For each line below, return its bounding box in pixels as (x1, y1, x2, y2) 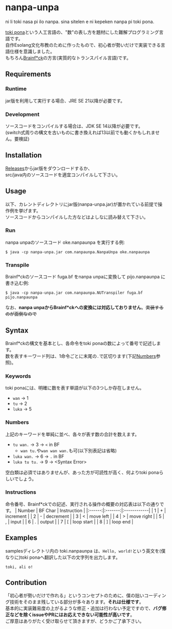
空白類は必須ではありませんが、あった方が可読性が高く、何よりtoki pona (5, 469, 159, 475)
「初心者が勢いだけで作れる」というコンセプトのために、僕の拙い (5, 593, 144, 599)
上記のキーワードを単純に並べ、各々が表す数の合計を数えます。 (5, 431, 140, 437)
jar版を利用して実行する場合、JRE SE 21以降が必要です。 (5, 97, 125, 104)
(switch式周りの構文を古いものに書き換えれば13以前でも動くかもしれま (5, 129, 155, 135)
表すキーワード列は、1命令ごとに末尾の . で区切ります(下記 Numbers (14, 353, 156, 359)
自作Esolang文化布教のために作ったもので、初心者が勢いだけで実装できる (5, 42, 161, 48)
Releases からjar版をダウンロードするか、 (5, 165, 93, 171)
